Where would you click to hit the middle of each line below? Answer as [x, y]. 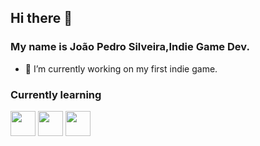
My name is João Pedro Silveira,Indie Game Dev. [130, 47]
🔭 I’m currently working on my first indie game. [121, 68]
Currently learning [56, 94]
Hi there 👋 [41, 18]
